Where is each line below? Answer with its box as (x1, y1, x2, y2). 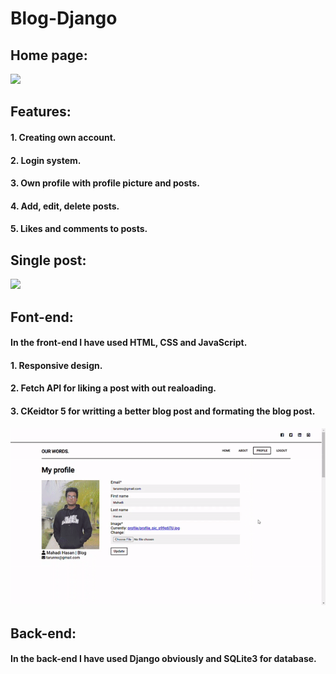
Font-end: (10, 308, 74, 326)
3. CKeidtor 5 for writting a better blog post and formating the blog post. (10, 405, 316, 417)
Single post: (10, 252, 87, 269)
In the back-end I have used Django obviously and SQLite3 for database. (10, 653, 317, 665)
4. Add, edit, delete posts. (10, 200, 120, 212)
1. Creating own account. (10, 131, 117, 143)
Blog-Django (10, 7, 118, 30)
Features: (10, 103, 72, 121)
